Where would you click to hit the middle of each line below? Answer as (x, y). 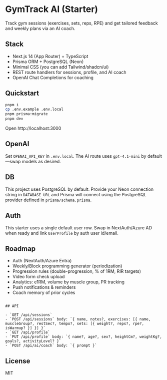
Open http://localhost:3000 (33, 128)
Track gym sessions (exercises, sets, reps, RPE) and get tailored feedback (82, 23)
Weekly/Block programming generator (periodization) (67, 266)
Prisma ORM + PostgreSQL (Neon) (48, 62)
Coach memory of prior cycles (44, 293)
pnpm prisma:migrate (27, 114)
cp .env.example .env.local (34, 109)
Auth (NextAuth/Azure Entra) (42, 261)
